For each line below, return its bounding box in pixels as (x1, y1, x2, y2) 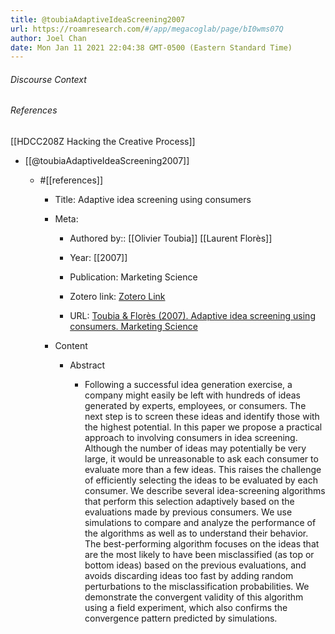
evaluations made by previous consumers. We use (84, 506, 293, 518)
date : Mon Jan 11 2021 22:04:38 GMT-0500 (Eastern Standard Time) (10, 42, 293, 53)
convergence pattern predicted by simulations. (84, 612, 278, 625)
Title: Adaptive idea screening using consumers (54, 194, 252, 206)
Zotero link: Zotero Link (69, 291, 166, 303)
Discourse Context (10, 73, 87, 85)
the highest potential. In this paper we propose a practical (84, 421, 323, 433)
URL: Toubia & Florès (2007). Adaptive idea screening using (69, 310, 316, 322)
